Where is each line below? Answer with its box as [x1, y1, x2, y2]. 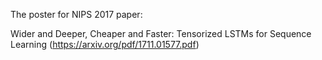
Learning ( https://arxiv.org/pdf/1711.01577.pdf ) [10, 39, 200, 50]
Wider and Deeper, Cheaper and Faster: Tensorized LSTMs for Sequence [10, 28, 312, 39]
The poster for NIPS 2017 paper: [10, 9, 143, 20]
